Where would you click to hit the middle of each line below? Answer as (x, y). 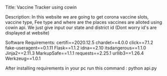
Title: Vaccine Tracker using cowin (41, 7)
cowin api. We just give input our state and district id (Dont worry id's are (81, 27)
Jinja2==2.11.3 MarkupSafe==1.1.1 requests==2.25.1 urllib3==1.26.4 (75, 53)
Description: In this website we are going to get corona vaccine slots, (77, 17)
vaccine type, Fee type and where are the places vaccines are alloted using (84, 22)
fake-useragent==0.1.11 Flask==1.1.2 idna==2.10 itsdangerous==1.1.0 (76, 48)
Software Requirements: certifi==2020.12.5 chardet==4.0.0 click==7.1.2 (79, 42)
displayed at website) (27, 33)
